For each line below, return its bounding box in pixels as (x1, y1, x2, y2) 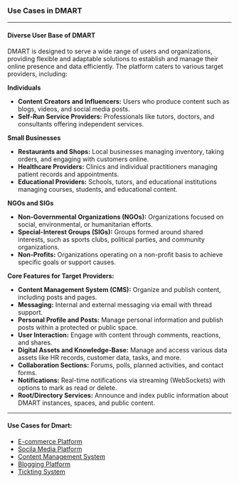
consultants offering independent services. (17, 119, 144, 128)
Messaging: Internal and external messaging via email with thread (17, 300, 212, 309)
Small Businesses (7, 134, 61, 142)
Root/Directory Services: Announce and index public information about (17, 391, 229, 399)
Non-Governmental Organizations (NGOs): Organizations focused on (17, 212, 224, 221)
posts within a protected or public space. (17, 322, 138, 332)
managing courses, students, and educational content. (17, 185, 178, 193)
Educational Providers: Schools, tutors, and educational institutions (17, 177, 217, 186)
